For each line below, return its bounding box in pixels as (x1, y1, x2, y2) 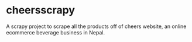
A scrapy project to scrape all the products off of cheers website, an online (6, 23, 187, 30)
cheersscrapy (6, 3, 75, 17)
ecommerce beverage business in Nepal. (6, 29, 105, 36)
